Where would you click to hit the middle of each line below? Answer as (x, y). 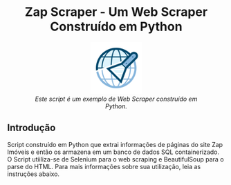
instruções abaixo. (34, 174)
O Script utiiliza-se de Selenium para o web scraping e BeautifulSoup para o (115, 159)
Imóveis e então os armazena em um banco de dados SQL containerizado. (113, 152)
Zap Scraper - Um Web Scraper (116, 12)
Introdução (31, 128)
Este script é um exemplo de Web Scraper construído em (116, 99)
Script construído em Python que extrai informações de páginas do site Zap (115, 144)
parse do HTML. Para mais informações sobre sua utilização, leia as (104, 166)
